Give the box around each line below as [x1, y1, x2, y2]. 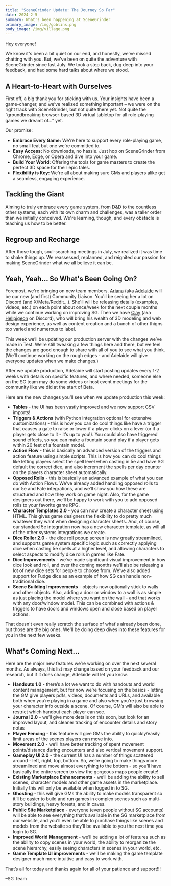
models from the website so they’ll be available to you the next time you [12, 823, 164, 829]
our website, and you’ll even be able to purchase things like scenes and [12, 818, 163, 824]
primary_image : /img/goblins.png [5, 22, 77, 27]
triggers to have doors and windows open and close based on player [12, 606, 157, 612]
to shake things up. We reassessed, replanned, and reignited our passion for [5, 254, 166, 260]
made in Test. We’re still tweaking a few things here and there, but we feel [5, 342, 161, 348]
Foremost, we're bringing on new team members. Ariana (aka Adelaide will [5, 288, 162, 294]
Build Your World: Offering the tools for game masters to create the [12, 159, 155, 165]
